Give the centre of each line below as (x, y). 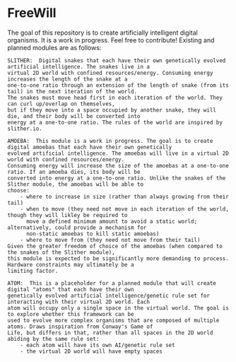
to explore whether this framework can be (71, 314)
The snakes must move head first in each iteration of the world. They (115, 98)
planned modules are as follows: (54, 47)
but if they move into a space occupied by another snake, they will (112, 110)
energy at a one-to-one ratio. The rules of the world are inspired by (115, 122)
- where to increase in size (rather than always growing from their (125, 197)
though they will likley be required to (68, 215)
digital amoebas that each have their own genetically (90, 147)
